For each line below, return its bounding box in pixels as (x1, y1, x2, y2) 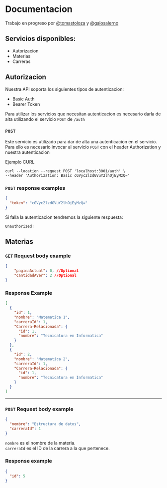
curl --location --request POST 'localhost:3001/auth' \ (5, 168, 126, 173)
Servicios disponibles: (5, 34, 76, 43)
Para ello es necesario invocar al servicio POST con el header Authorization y (5, 144, 161, 150)
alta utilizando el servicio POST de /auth (5, 116, 85, 122)
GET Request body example (5, 252, 71, 259)
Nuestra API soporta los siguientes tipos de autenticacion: (5, 86, 124, 92)
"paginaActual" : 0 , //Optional (14, 268, 79, 273)
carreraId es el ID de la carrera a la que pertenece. (5, 445, 110, 451)
